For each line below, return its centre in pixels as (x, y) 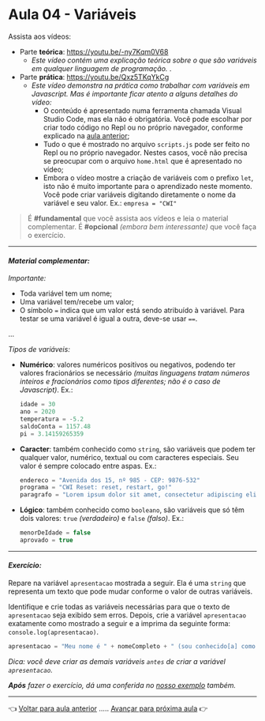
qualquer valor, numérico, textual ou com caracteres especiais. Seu (129, 457)
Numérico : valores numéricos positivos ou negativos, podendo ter (127, 364)
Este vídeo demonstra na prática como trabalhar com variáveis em (140, 85)
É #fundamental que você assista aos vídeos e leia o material (128, 218)
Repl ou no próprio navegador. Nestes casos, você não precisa (145, 153)
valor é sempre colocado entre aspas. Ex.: (88, 466)
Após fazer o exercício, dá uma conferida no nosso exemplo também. (122, 685)
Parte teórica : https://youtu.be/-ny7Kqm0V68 (94, 51)
